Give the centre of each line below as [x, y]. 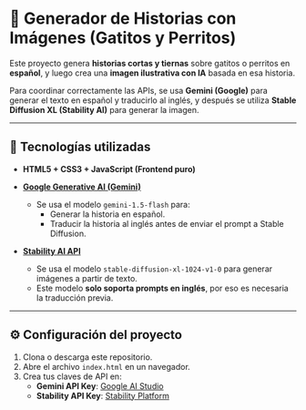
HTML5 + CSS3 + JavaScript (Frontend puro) [109, 169]
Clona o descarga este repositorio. [87, 357]
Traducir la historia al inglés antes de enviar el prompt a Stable [167, 223]
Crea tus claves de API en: [72, 376]
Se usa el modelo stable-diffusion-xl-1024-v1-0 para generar [154, 269]
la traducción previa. [75, 297]
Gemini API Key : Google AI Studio [100, 385]
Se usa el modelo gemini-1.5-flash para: [113, 204]
